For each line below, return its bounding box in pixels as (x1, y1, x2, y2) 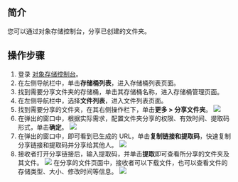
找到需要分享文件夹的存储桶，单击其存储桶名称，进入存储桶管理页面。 (17, 87, 224, 96)
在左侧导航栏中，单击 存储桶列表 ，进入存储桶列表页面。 (17, 79, 180, 87)
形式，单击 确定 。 (17, 123, 68, 131)
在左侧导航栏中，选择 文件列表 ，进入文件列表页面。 (17, 96, 168, 105)
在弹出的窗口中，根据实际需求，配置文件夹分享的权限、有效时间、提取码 (17, 114, 229, 123)
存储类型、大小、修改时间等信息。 (17, 167, 118, 176)
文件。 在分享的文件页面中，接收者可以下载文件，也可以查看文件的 (23, 158, 228, 166)
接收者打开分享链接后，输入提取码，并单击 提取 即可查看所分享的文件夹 (17, 149, 224, 158)
